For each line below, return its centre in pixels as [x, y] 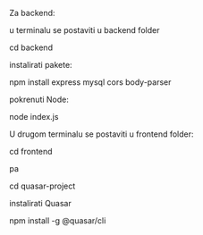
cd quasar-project [42, 186]
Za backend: [32, 13]
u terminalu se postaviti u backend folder [85, 30]
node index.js [34, 117]
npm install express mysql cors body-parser [90, 82]
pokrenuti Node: [39, 99]
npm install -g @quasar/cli [58, 221]
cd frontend [31, 151]
